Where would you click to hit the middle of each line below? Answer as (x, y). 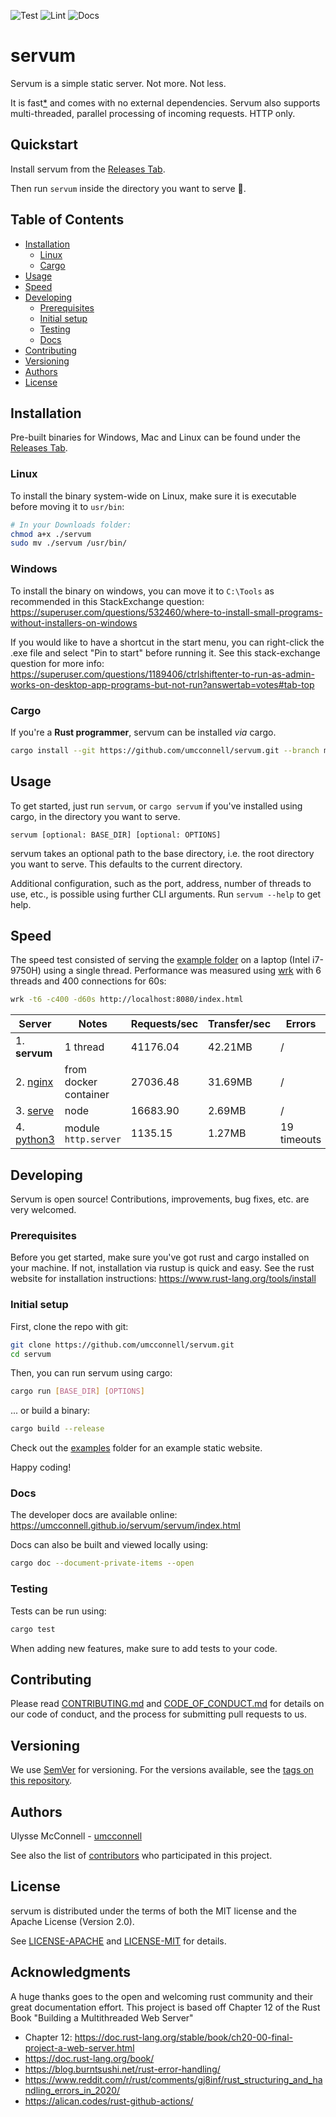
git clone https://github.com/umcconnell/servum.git (122, 1345)
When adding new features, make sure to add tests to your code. (144, 1648)
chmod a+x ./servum (51, 534)
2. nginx (34, 1082)
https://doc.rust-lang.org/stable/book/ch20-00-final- (184, 2037)
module (82, 1128)
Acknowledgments (71, 1972)
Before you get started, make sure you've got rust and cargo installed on (160, 1257)
